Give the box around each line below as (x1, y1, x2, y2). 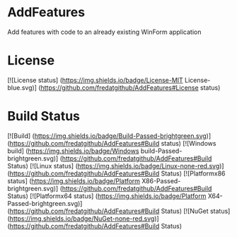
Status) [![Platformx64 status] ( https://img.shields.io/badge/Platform (7, 192, 207, 200)
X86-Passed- (141, 176, 181, 185)
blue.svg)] (7, 83, 37, 92)
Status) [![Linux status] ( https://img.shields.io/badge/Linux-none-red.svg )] (7, 161, 224, 170)
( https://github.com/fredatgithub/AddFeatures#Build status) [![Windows (7, 139, 216, 147)
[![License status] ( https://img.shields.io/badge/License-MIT (7, 76, 184, 84)
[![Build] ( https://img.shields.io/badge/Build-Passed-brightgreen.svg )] (7, 132, 212, 140)
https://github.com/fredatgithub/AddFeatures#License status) (40, 83, 221, 92)
